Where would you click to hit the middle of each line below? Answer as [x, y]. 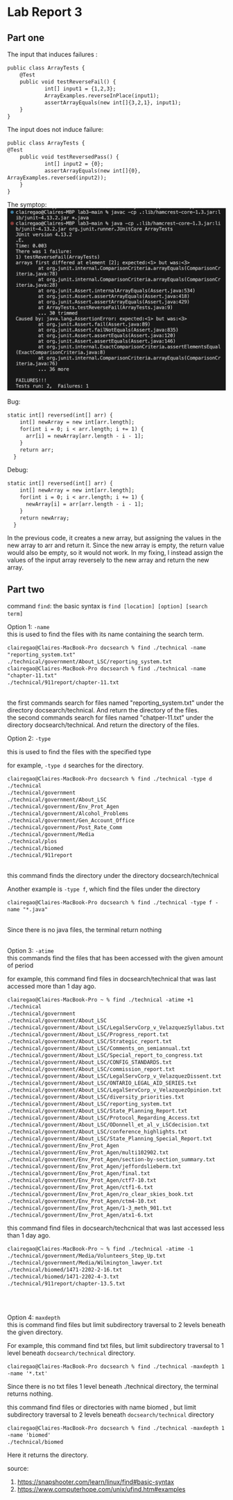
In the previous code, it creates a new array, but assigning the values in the [114, 538]
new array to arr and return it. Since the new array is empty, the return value [116, 545]
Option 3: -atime [31, 951]
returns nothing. [30, 1394]
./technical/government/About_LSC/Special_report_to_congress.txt [105, 1056]
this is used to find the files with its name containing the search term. [106, 634]
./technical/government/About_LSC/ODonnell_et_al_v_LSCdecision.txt [108, 1125]
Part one [26, 38]
